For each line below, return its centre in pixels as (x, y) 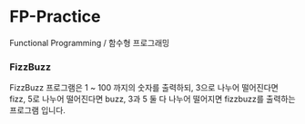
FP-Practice (55, 17)
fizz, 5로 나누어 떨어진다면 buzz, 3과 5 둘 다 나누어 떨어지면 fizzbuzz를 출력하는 (152, 99)
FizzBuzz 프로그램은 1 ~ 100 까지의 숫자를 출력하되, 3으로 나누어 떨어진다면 (144, 88)
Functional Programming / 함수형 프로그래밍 (90, 43)
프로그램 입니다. (38, 110)
